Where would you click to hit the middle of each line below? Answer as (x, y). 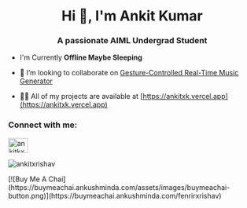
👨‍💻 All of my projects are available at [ (81, 97)
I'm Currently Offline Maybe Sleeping (81, 57)
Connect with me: (43, 125)
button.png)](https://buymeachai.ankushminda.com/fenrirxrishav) (115, 195)
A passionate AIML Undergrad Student (132, 41)
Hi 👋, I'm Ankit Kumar (132, 16)
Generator (36, 81)
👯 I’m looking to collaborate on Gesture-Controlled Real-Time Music (129, 73)
